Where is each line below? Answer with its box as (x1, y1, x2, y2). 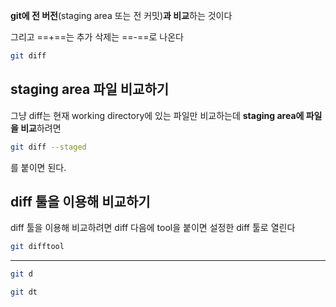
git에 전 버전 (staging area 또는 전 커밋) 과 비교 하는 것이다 (10, 10, 233, 21)
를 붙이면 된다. (10, 161, 67, 173)
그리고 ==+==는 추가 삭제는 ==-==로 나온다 (10, 31, 184, 43)
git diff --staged (10, 142, 87, 152)
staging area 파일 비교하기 (10, 81, 170, 98)
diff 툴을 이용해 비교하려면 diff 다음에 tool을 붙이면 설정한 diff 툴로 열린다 (10, 222, 296, 234)
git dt (10, 287, 38, 298)
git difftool (10, 242, 65, 252)
